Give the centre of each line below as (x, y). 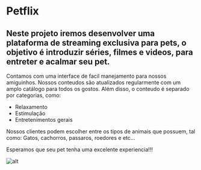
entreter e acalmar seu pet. (58, 61)
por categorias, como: (34, 95)
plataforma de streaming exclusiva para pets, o (96, 42)
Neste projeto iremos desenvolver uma (81, 33)
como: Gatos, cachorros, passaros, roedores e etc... (71, 138)
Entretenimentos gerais (44, 120)
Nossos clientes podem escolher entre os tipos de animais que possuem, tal (101, 131)
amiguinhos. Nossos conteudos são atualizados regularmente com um (94, 82)
